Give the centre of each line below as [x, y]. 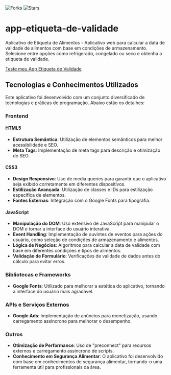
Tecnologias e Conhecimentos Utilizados [72, 85]
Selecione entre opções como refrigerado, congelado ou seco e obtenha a [84, 53]
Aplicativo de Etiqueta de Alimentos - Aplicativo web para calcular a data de [85, 42]
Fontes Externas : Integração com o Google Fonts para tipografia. [81, 201]
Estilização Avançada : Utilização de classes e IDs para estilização [83, 190]
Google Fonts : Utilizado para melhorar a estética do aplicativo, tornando [89, 286]
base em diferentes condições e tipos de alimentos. [67, 251]
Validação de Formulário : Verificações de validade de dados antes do [87, 256]
